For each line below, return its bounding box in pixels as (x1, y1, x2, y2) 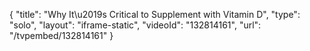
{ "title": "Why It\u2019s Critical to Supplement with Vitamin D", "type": (9, 9, 301, 20)
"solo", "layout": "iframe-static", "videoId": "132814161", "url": (9, 19, 262, 31)
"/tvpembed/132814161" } (9, 30, 114, 41)
